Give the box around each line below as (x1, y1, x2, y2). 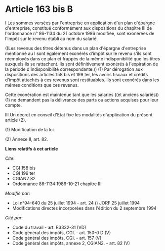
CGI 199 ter (12, 170, 36, 176)
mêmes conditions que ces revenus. (5, 82, 79, 88)
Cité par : (5, 214, 23, 221)
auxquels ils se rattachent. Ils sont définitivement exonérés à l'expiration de (5, 61, 158, 67)
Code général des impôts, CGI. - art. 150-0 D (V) (12, 229, 111, 236)
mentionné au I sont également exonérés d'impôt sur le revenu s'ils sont (5, 50, 152, 56)
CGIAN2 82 (12, 175, 36, 181)
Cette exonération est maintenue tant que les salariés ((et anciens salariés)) (5, 92, 159, 98)
